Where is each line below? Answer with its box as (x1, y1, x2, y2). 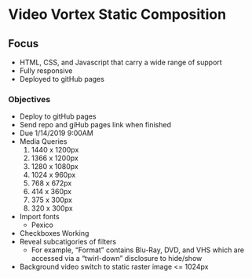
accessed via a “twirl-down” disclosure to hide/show (31, 254, 203, 263)
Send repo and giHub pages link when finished (19, 120, 171, 130)
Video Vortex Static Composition (8, 6, 226, 24)
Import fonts (19, 212, 60, 222)
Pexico (31, 220, 53, 229)
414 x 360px (31, 187, 72, 196)
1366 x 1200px (31, 153, 79, 163)
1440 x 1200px (31, 145, 79, 155)
